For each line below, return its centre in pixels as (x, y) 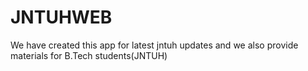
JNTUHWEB (61, 17)
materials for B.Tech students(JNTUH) (89, 55)
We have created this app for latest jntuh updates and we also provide (154, 45)
